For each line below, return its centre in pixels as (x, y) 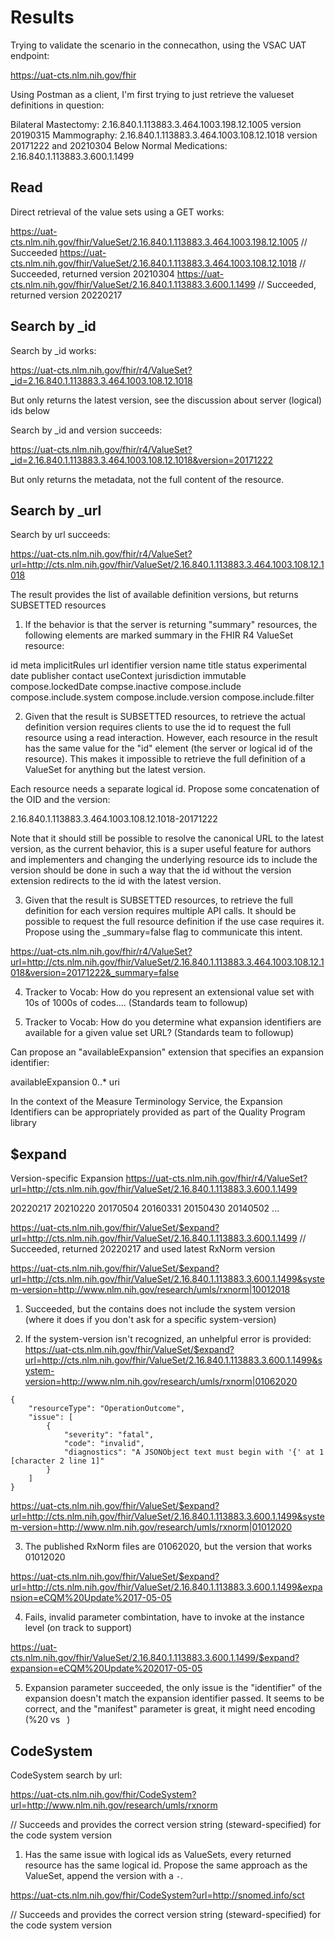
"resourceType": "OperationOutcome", (107, 1409)
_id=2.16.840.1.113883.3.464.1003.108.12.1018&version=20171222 (142, 460)
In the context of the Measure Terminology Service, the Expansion (146, 1102)
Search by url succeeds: (60, 535)
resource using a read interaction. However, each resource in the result (171, 738)
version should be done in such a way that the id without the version (151, 870)
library (23, 1123)
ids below (30, 410)
